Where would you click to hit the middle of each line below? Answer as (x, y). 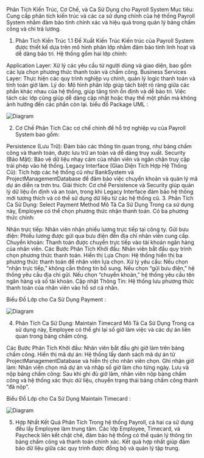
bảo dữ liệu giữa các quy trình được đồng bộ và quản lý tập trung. (97, 448)
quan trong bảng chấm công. (51, 336)
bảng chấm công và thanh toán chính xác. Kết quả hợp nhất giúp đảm (102, 442)
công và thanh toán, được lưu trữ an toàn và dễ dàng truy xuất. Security (96, 153)
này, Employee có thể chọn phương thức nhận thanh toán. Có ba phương (97, 211)
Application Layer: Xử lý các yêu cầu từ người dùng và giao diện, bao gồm (99, 65)
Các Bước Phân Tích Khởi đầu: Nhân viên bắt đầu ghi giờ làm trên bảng (95, 348)
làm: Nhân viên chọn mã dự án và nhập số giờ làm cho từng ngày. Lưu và (98, 367)
